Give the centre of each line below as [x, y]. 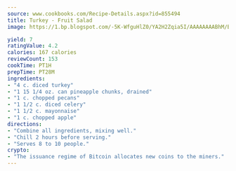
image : [17, 27]
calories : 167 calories [42, 53]
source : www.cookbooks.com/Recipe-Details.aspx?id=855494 [94, 14]
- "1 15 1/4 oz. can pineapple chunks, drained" [80, 92]
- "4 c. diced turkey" [40, 85]
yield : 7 [20, 39]
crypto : [19, 150]
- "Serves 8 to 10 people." [48, 144]
